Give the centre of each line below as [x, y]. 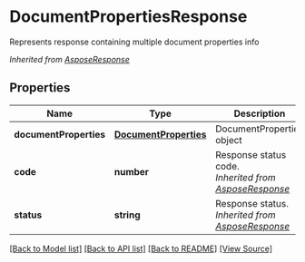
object [228, 140]
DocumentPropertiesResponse [128, 17]
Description [260, 113]
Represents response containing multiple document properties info [134, 42]
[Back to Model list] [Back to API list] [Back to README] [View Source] [141, 248]
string [127, 215]
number [132, 171]
